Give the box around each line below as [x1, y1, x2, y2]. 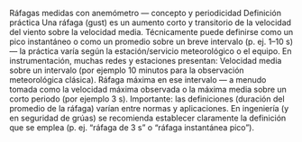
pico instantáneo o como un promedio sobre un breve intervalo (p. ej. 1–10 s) [9, 36, 294, 47]
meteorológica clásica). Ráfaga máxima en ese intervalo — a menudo [9, 75, 267, 84]
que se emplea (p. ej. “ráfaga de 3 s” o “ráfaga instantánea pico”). [9, 122, 255, 133]
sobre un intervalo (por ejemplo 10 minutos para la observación [9, 65, 245, 75]
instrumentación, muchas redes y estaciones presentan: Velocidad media [9, 56, 282, 66]
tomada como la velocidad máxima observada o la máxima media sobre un [9, 84, 287, 94]
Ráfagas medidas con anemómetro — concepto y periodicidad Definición [9, 8, 282, 18]
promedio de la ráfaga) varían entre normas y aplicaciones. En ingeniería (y [9, 103, 289, 113]
